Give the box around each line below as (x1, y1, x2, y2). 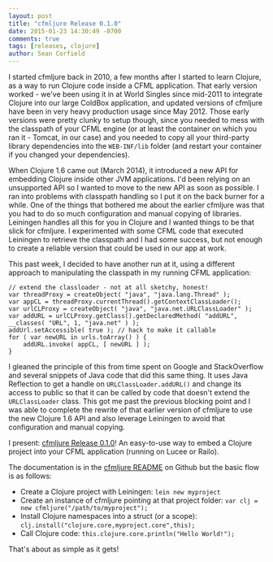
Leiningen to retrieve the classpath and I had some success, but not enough (8, 235, 262, 244)
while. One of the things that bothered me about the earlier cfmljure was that (8, 200, 265, 210)
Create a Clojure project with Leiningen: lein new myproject (19, 487, 221, 496)
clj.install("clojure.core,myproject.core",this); (19, 521, 196, 529)
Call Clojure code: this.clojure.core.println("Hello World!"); (19, 529, 236, 538)
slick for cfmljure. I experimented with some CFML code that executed (8, 226, 244, 236)
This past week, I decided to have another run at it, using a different (8, 259, 236, 268)
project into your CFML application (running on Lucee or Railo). (8, 447, 219, 456)
